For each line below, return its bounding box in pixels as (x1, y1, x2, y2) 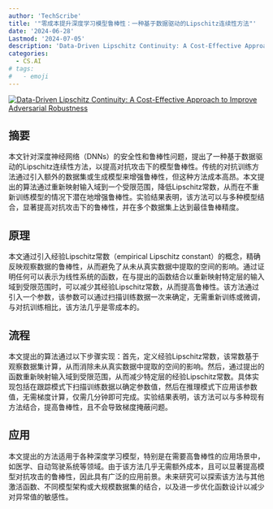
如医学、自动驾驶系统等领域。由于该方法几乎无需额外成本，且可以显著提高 (8, 461, 258, 471)
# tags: (8, 65, 35, 73)
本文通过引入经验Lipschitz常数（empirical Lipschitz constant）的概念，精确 (8, 252, 262, 261)
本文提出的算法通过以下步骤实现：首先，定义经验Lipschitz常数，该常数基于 (8, 352, 260, 361)
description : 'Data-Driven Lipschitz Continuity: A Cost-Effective (8, 42, 242, 50)
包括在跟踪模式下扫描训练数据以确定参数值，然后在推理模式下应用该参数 (15, 382, 258, 392)
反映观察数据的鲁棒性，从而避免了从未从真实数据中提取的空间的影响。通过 (8, 261, 258, 272)
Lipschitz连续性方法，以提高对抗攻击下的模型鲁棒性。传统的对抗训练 (22, 162, 253, 171)
